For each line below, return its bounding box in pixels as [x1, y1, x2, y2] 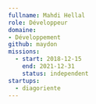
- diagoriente [15, 84, 61, 92]
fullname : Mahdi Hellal [8, 11, 86, 20]
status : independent [22, 70, 89, 77]
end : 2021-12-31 [22, 63, 76, 70]
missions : [8, 48, 41, 56]
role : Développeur [8, 19, 68, 27]
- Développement [8, 33, 61, 41]
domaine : [8, 26, 37, 34]
